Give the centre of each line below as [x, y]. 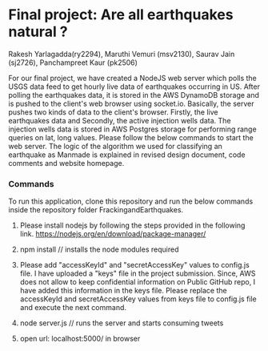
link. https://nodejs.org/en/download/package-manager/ [113, 234]
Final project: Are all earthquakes [121, 15]
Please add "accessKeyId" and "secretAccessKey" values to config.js [134, 265]
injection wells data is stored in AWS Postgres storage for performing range [133, 129]
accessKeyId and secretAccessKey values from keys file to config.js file [138, 299]
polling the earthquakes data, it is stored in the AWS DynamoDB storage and [134, 95]
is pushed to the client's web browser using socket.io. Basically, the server [131, 103]
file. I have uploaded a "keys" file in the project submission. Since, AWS [138, 273]
